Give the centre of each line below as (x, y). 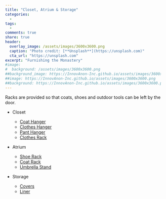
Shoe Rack (31, 157)
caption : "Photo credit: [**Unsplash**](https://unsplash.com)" (77, 51)
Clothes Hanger (36, 127)
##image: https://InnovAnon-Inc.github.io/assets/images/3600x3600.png (80, 79)
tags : (11, 23)
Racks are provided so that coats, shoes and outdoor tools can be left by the (83, 97)
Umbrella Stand (35, 167)
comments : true (21, 33)
